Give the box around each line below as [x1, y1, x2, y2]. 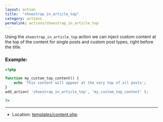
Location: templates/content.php [12, 111, 78, 117]
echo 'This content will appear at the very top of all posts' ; [14, 80, 147, 85]
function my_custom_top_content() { [5, 76, 79, 81]
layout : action [5, 7, 36, 12]
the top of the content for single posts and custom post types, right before [5, 39, 154, 45]
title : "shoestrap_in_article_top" [5, 12, 79, 16]
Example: [5, 56, 28, 63]
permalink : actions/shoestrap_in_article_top [5, 20, 98, 26]
